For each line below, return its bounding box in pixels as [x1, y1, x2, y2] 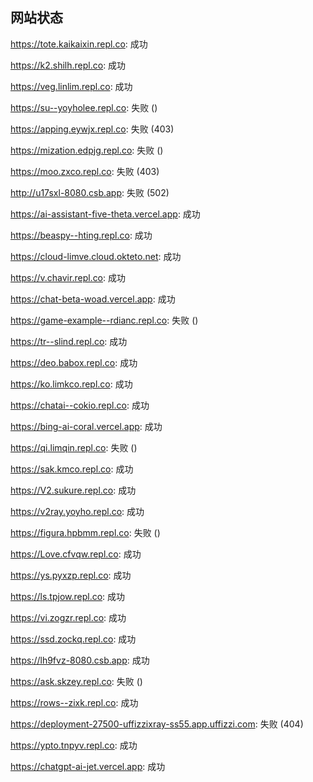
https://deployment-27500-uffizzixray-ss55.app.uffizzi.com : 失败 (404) [10, 718, 304, 730]
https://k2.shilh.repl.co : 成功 [10, 59, 127, 71]
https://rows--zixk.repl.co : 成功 [10, 696, 139, 708]
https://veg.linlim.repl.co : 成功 [10, 80, 133, 92]
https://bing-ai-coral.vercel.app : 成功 [10, 420, 163, 432]
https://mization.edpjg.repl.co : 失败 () [10, 144, 164, 156]
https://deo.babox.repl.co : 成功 [10, 356, 138, 368]
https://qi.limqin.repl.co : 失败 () [10, 441, 138, 453]
